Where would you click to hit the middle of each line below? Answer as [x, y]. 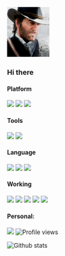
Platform [20, 89]
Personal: [21, 216]
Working [19, 184]
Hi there [20, 73]
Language [21, 152]
